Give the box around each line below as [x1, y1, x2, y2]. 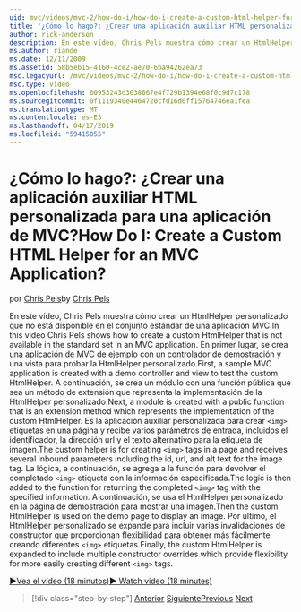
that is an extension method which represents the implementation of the [9, 405, 275, 417]
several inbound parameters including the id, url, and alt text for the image [9, 453, 283, 464]
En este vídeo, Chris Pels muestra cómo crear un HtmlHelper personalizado [9, 310, 288, 321]
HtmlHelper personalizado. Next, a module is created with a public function [9, 396, 285, 407]
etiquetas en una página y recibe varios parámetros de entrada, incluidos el [9, 425, 288, 435]
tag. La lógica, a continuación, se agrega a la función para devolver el [9, 462, 266, 473]
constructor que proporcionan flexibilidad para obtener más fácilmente [9, 530, 271, 540]
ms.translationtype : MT [9, 105, 99, 114]
